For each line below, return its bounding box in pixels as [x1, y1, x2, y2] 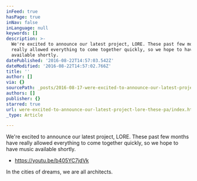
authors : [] [6, 90, 35, 96]
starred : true [6, 101, 41, 107]
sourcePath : [6, 85, 35, 91]
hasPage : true [6, 14, 41, 20]
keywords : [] [6, 30, 38, 36]
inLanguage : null [6, 25, 49, 31]
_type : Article [6, 112, 43, 118]
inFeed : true [6, 8, 38, 15]
